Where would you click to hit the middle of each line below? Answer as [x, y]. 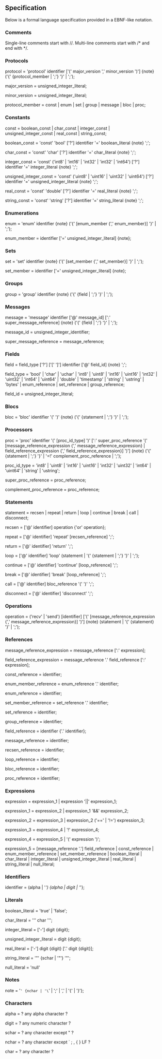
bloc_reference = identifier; [32, 769]
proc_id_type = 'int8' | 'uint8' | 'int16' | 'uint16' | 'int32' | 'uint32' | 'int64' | [78, 465]
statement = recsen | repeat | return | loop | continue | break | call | [72, 513]
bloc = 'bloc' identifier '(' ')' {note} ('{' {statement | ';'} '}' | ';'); [67, 417]
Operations [19, 606]
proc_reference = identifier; [32, 778]
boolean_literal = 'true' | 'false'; [36, 910]
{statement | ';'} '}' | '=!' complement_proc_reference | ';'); [63, 456]
